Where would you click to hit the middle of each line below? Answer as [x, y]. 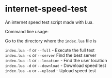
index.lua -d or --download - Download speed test [56, 65]
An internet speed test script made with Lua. [49, 22]
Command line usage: [27, 31]
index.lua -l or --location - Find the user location [56, 60]
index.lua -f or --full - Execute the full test [50, 50]
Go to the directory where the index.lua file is [51, 41]
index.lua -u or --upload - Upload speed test [50, 70]
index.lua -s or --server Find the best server [51, 55]
